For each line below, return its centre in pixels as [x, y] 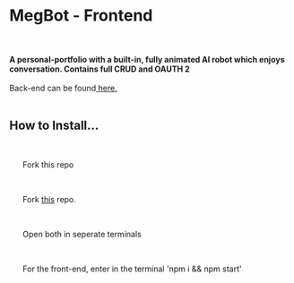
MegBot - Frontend [81, 16]
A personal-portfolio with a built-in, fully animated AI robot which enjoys [147, 59]
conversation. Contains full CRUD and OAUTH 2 [99, 69]
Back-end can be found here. [64, 88]
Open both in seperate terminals [82, 234]
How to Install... [54, 126]
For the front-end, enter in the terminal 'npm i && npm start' [132, 269]
